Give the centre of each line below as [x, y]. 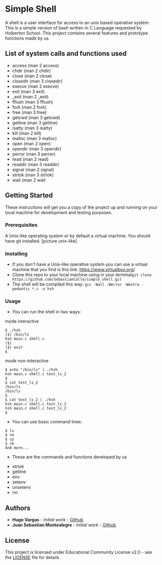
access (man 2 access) [36, 65]
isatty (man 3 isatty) [32, 128]
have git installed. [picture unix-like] [41, 241]
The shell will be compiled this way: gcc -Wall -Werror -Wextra [76, 284]
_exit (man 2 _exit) [30, 97]
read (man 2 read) [30, 159]
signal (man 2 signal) [33, 170]
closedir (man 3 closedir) [37, 81]
